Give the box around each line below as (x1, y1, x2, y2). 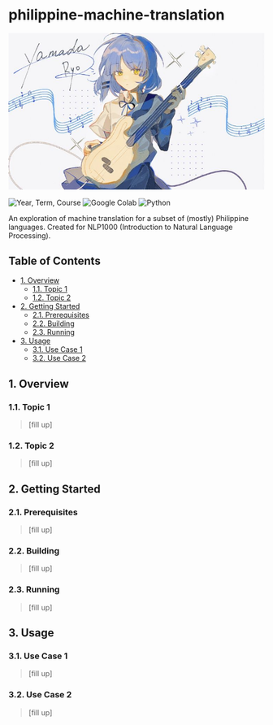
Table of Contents (8, 254, 102, 267)
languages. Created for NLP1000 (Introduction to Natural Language (8, 222, 233, 232)
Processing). (8, 230, 51, 241)
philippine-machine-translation (8, 6, 225, 24)
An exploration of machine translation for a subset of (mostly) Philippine (8, 213, 249, 223)
